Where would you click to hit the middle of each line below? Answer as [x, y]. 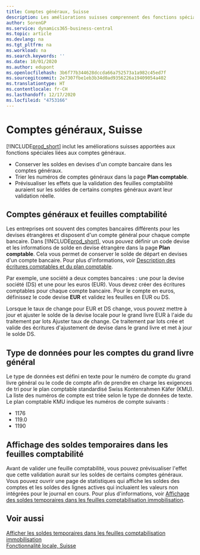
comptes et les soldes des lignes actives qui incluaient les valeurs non [92, 487]
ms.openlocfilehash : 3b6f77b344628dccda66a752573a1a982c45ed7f [86, 73]
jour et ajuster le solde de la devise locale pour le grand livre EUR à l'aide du [99, 315]
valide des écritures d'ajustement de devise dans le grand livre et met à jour [99, 328]
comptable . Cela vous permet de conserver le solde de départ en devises [97, 254]
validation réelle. [35, 196]
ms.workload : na [26, 51]
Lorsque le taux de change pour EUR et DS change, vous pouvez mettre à [97, 309]
